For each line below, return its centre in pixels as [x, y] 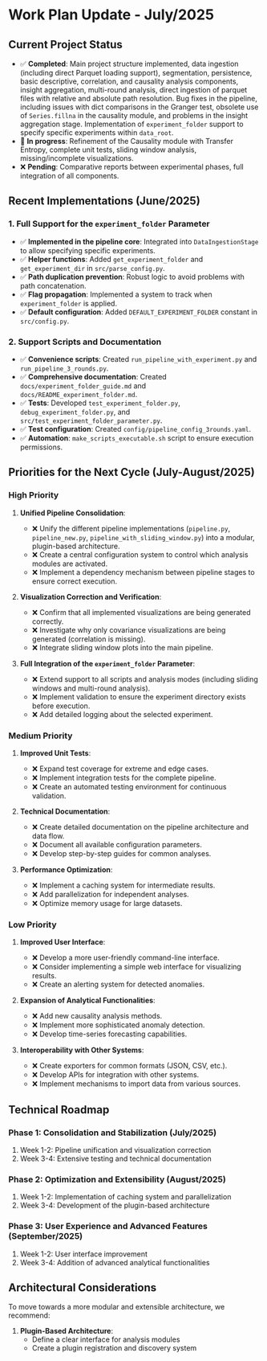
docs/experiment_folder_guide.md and [83, 385]
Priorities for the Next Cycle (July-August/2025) [131, 472]
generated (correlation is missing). [89, 639]
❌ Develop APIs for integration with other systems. [115, 1075]
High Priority [34, 495]
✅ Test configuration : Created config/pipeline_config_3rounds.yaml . [136, 428]
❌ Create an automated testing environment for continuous [129, 786]
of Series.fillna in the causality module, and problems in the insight [134, 115]
